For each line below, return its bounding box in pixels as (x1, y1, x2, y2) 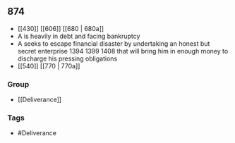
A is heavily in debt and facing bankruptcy (17, 32, 140, 40)
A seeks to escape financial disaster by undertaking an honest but (17, 39, 210, 48)
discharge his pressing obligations (17, 54, 118, 63)
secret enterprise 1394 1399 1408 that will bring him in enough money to (17, 46, 229, 55)
